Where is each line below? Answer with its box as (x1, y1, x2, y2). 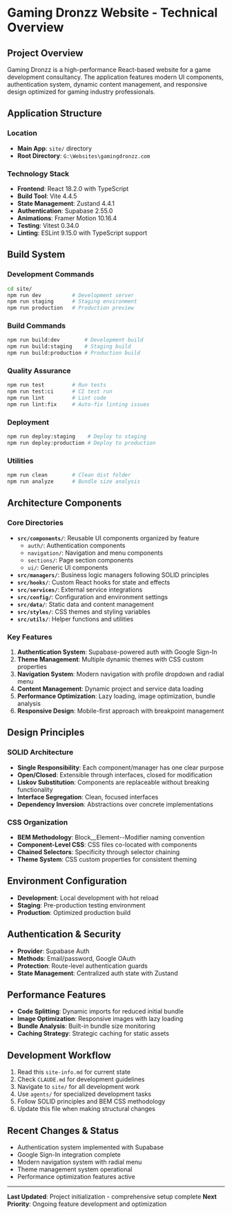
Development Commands (7, 269, 95, 279)
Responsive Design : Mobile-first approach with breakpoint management (17, 707, 224, 715)
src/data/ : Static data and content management (17, 600, 154, 608)
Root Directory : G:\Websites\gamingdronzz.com (17, 151, 151, 160)
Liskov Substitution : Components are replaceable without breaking (17, 778, 209, 786)
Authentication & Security (7, 928, 122, 940)
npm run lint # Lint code (7, 395, 107, 402)
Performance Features (7, 988, 106, 1000)
